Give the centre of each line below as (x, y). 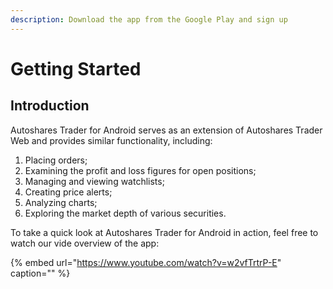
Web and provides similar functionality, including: (111, 140)
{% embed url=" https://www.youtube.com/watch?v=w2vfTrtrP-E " (146, 262)
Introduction (50, 106)
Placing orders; (56, 160)
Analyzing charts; (61, 202)
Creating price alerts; (68, 192)
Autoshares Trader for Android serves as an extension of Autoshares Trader (166, 130)
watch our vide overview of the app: (85, 243)
